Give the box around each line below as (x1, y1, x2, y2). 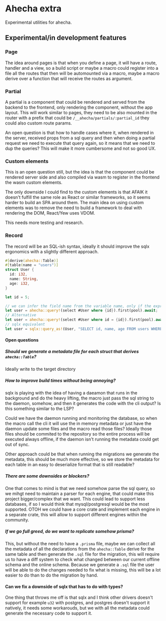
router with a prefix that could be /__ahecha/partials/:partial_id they (5, 115, 150, 121)
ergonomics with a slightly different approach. (5, 248, 99, 255)
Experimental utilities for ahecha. (5, 19, 72, 25)
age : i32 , (9, 281, 30, 286)
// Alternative (5, 312, 37, 318)
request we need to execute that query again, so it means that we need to (5, 140, 156, 146)
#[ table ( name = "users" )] (5, 263, 58, 267)
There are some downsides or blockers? (5, 473, 90, 479)
